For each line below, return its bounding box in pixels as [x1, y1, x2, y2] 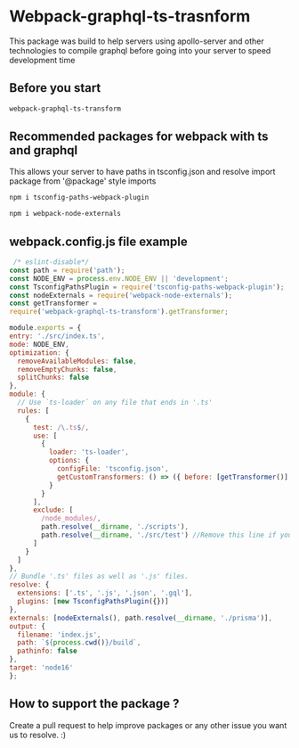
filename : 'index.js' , [17, 630, 101, 639]
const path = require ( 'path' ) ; [9, 266, 125, 275]
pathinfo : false [17, 646, 77, 656]
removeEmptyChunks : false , [17, 365, 117, 374]
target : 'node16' [9, 663, 74, 672]
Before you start [9, 80, 101, 95]
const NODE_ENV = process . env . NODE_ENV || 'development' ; [9, 274, 229, 283]
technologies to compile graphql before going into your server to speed [9, 45, 271, 55]
